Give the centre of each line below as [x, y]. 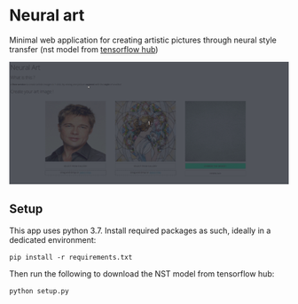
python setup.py [39, 291]
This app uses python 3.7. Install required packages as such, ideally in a [140, 230]
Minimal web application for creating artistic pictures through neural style [143, 40]
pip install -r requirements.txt [71, 257]
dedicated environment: [53, 239]
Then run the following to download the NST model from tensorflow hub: [142, 273]
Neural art [47, 16]
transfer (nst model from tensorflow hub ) [84, 49]
